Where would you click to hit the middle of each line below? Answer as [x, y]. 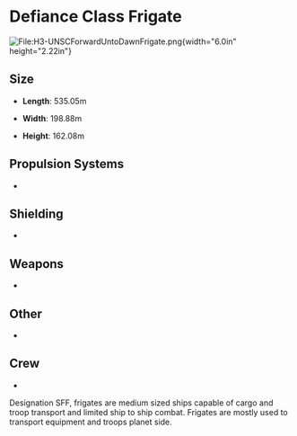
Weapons [37, 264]
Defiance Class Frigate [96, 17]
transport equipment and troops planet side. [91, 422]
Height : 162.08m [53, 136]
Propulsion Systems [66, 164]
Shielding [36, 214]
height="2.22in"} [40, 50]
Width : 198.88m [52, 118]
